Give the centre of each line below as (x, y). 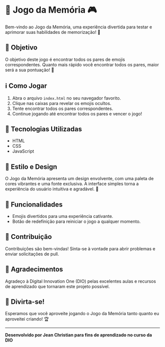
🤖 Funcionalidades (34, 204)
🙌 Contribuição (28, 237)
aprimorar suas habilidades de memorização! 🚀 (53, 32)
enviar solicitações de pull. (32, 254)
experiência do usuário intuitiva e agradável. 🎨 (52, 189)
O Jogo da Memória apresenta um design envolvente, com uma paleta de (79, 179)
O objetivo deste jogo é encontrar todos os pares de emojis (65, 59)
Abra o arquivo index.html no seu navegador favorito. (67, 98)
